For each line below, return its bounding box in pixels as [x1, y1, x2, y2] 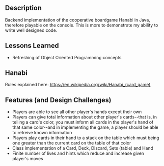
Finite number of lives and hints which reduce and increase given [12, 150, 144, 156]
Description [5, 4, 42, 12]
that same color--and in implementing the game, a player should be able [12, 124, 159, 130]
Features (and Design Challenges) [5, 95, 111, 104]
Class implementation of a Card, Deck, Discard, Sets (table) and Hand [12, 145, 154, 151]
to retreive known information [12, 130, 72, 136]
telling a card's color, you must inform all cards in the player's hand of [12, 119, 154, 125]
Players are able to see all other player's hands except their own [12, 109, 142, 115]
